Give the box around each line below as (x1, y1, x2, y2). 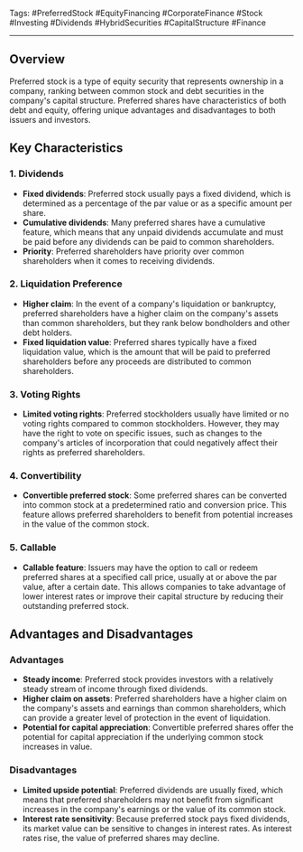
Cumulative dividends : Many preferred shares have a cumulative (22, 217, 266, 228)
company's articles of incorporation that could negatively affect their (22, 437, 278, 448)
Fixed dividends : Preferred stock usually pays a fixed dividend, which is (22, 188, 291, 199)
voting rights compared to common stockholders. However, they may (22, 418, 280, 429)
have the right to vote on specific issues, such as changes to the (22, 428, 262, 439)
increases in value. (22, 741, 93, 753)
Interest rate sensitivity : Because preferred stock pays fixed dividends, (22, 813, 290, 824)
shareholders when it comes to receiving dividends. (22, 255, 215, 266)
